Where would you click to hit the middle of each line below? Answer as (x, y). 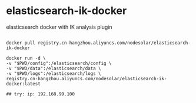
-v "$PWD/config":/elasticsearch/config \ (59, 63)
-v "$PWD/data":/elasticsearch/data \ (54, 68)
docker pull (21, 43)
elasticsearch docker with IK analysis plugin (59, 27)
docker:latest (24, 84)
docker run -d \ (26, 58)
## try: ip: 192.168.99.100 (41, 94)
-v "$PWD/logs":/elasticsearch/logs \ (54, 73)
